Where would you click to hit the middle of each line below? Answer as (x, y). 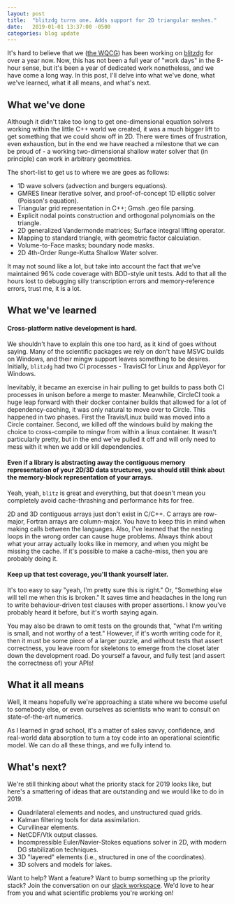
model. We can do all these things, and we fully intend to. (90, 745)
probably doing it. (32, 558)
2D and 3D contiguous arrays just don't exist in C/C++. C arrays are (105, 514)
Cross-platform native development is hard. (72, 329)
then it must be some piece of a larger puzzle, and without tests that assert (115, 641)
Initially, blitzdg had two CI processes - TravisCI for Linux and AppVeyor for (116, 366)
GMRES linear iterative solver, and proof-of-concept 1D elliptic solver (116, 194)
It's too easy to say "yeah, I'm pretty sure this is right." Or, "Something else (115, 590)
